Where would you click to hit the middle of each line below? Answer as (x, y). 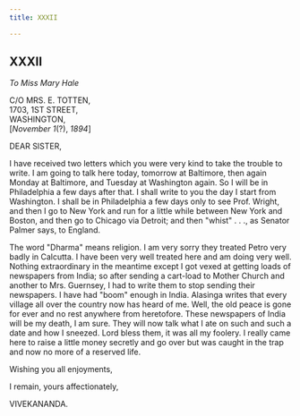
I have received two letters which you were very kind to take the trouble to (146, 164)
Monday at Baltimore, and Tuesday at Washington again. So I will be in (139, 183)
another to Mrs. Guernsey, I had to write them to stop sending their (132, 285)
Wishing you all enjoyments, (61, 369)
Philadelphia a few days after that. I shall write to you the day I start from (143, 192)
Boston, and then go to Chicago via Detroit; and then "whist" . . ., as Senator (150, 221)
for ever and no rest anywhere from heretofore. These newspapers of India (148, 314)
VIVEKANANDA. (39, 404)
